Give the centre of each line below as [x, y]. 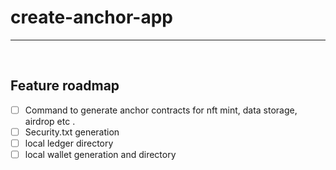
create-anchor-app [91, 17]
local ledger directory [69, 143]
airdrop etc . [50, 121]
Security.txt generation [72, 132]
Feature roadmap [65, 86]
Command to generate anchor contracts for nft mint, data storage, [161, 110]
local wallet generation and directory [100, 154]
